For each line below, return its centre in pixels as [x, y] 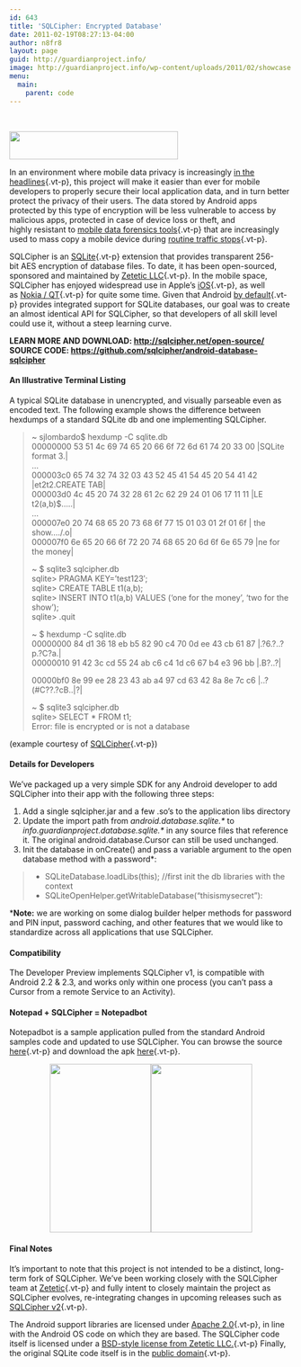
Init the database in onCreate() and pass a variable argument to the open [157, 849]
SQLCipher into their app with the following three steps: [112, 793]
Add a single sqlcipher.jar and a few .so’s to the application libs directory [156, 811]
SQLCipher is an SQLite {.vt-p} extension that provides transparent [132, 256]
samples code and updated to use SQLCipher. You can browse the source [146, 1042]
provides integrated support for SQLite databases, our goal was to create [155, 304]
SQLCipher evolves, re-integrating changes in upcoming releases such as [146, 1297]
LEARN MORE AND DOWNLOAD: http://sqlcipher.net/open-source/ [137, 340]
